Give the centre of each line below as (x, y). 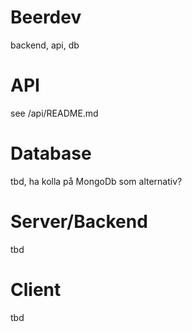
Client (36, 289)
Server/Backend (79, 222)
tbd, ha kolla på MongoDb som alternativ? (96, 181)
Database (51, 153)
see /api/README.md (54, 113)
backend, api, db (45, 45)
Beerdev (46, 17)
